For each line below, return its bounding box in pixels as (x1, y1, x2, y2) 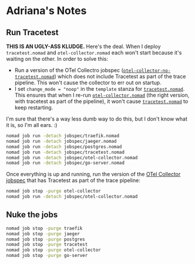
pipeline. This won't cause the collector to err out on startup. (14, 79, 162, 86)
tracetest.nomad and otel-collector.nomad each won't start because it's (6, 49, 182, 56)
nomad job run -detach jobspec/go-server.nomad (6, 160, 125, 166)
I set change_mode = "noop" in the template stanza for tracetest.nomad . (14, 85, 185, 92)
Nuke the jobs (6, 210, 58, 220)
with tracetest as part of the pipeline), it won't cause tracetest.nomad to (14, 98, 189, 105)
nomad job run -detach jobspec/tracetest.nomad (6, 149, 125, 155)
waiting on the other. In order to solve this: (6, 56, 109, 62)
